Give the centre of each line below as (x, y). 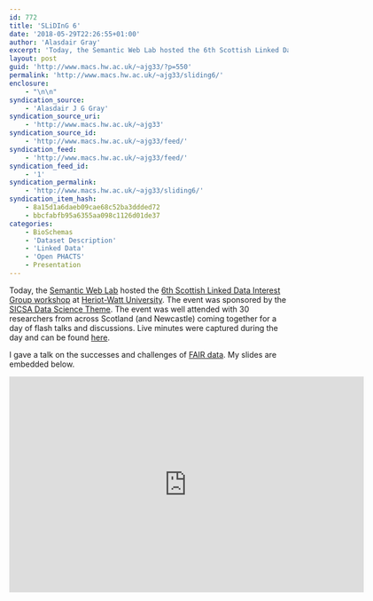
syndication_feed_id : (49, 166)
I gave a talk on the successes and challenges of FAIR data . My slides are (143, 354)
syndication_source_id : (53, 133)
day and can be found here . (60, 337)
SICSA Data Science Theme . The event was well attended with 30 (129, 309)
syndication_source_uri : (55, 116)
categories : (31, 224)
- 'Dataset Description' (71, 241)
